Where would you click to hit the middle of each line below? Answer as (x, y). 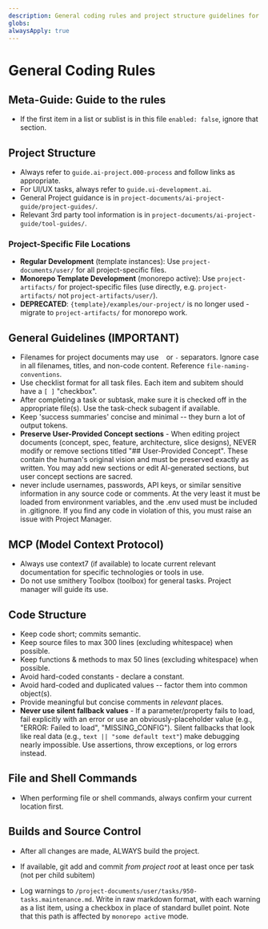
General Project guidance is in (70, 198)
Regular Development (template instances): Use (100, 262)
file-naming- (228, 367)
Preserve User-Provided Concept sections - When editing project (130, 434)
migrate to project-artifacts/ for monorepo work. (104, 313)
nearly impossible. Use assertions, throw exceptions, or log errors (128, 744)
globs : (19, 23)
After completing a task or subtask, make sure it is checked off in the (133, 400)
